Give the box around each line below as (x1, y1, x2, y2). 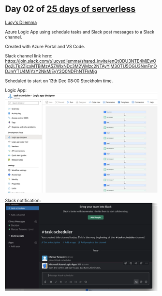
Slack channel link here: (5, 52, 53, 59)
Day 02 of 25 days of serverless (5, 3, 136, 15)
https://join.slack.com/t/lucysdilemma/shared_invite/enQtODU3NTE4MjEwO (5, 58, 157, 64)
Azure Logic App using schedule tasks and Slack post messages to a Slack (5, 29, 155, 35)
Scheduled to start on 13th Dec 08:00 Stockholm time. (5, 78, 113, 84)
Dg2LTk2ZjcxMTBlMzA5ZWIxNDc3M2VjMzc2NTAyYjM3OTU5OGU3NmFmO (5, 63, 157, 69)
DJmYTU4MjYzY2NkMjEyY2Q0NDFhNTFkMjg (5, 68, 97, 74)
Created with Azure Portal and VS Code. (5, 43, 86, 49)
